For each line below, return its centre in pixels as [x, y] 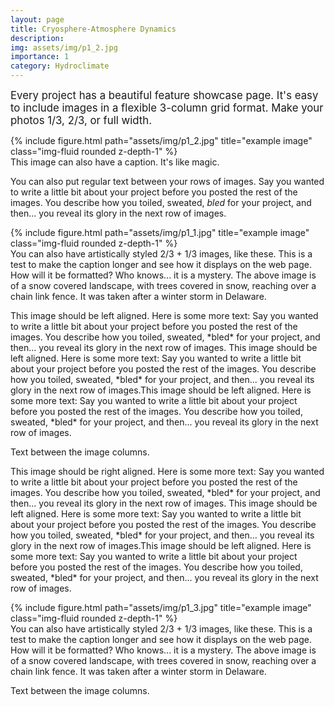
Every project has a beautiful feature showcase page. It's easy [164, 95]
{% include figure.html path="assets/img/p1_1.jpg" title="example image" [160, 232]
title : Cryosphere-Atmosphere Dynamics [93, 29]
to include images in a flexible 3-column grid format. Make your [167, 108]
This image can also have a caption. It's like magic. [115, 162]
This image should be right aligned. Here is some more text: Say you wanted [167, 471]
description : [37, 38]
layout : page [37, 19]
